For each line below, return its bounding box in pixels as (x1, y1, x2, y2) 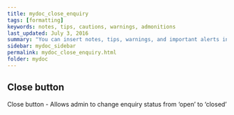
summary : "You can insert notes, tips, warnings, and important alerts (7, 36, 219, 43)
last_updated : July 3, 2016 (7, 29, 89, 37)
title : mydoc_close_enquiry (7, 10, 89, 17)
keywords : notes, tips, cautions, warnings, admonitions (7, 23, 176, 30)
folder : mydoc (7, 56, 49, 63)
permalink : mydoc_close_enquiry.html (7, 49, 117, 56)
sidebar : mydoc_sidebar (7, 43, 77, 49)
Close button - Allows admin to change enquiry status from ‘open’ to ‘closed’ (7, 100, 228, 108)
